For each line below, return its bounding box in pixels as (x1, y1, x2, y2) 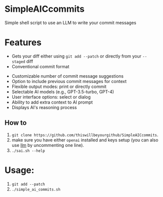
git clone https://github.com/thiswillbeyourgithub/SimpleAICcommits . (11, 132, 159, 138)
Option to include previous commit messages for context (11, 78, 127, 84)
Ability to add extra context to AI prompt (11, 99, 93, 105)
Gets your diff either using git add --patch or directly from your (11, 53, 142, 59)
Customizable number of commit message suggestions (11, 73, 124, 79)
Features (4, 37, 42, 48)
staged (11, 59, 26, 64)
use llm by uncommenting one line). (11, 142, 84, 148)
